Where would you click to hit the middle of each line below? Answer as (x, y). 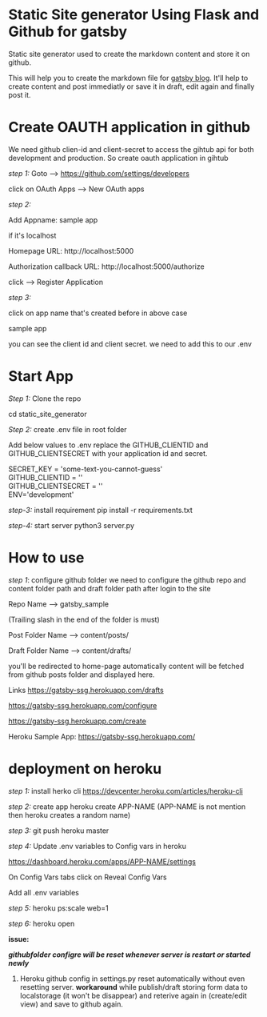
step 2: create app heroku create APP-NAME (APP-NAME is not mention (127, 807)
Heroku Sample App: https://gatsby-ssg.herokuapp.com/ (102, 736)
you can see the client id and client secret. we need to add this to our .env (130, 344)
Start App (41, 376)
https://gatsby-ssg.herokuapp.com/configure (83, 705)
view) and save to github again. (72, 1004)
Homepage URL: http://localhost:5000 (71, 250)
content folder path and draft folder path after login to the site (110, 588)
